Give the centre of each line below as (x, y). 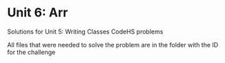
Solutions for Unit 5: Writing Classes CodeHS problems (85, 32)
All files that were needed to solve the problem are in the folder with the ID (113, 45)
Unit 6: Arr (38, 13)
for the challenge (31, 52)
